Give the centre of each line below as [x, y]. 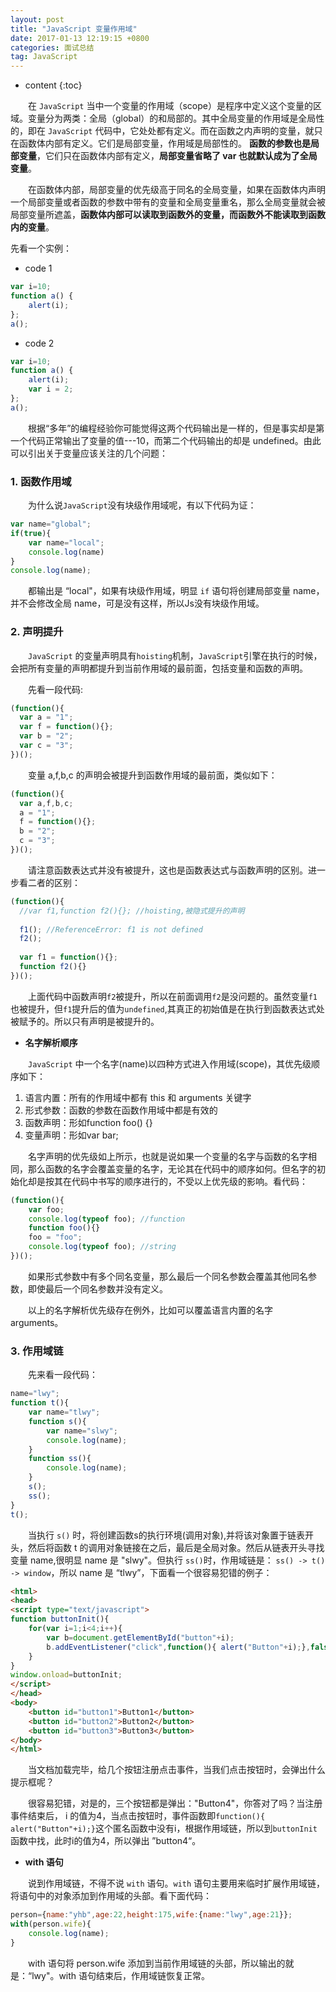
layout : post [37, 19]
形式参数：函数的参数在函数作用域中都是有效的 [121, 1110]
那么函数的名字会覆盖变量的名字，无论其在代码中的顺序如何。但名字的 [172, 1168]
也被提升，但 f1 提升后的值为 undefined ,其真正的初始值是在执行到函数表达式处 [167, 1008]
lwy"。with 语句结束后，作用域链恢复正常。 [121, 1975]
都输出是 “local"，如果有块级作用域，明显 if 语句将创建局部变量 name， [176, 591]
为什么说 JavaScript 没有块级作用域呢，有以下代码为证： [142, 505]
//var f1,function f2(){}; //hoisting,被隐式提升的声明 [132, 911]
